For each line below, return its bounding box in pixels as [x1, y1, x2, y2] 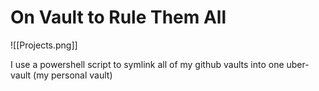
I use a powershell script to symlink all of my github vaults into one [10, 58, 285, 70]
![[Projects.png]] [10, 39, 78, 51]
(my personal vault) [33, 69, 113, 81]
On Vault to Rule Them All [10, 6, 227, 29]
